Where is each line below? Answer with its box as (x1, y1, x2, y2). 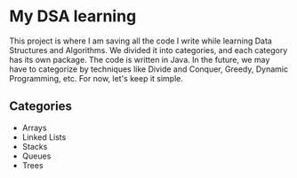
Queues (21, 151, 52, 161)
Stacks (21, 141, 48, 151)
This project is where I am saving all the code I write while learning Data (9, 35, 273, 46)
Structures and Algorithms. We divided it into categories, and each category (9, 44, 288, 55)
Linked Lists (21, 131, 67, 143)
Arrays (21, 122, 47, 133)
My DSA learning (9, 6, 137, 27)
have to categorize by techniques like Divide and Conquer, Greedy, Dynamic (9, 64, 289, 74)
